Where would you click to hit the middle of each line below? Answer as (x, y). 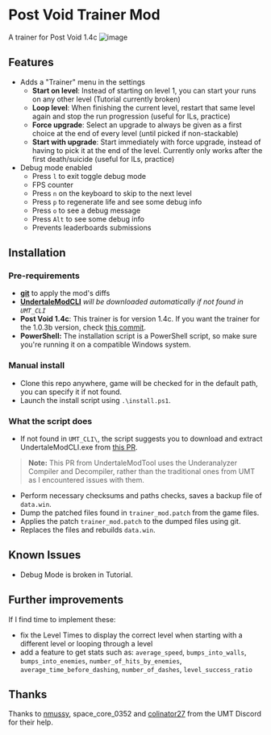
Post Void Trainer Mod (84, 15)
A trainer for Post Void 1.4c (53, 37)
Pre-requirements (44, 276)
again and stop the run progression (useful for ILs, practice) (131, 116)
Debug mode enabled (56, 168)
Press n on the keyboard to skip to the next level (112, 193)
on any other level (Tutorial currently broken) (106, 99)
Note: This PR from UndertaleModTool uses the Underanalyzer (133, 463)
